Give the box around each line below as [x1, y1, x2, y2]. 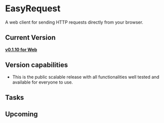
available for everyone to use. [12, 79, 73, 85]
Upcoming [5, 110, 38, 119]
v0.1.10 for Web [5, 46, 37, 52]
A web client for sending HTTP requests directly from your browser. [5, 19, 144, 25]
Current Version [5, 33, 56, 42]
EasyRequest [5, 3, 61, 14]
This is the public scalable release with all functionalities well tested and [12, 74, 160, 80]
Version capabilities [5, 61, 68, 69]
